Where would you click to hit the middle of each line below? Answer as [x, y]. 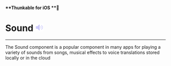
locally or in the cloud [28, 58]
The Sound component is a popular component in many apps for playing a [83, 47]
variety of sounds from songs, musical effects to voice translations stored [82, 52]
